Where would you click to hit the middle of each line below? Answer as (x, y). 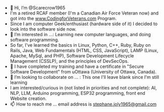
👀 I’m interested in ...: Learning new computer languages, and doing (80, 34)
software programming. (35, 40)
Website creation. (28, 98)
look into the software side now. (43, 29)
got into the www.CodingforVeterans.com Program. (63, 18)
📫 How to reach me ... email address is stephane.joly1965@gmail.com (83, 104)
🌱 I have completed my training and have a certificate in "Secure (77, 66)
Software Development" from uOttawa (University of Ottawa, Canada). (83, 72)
